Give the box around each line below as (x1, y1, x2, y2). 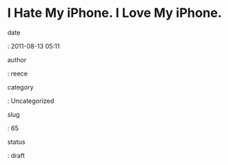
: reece (7, 69, 28, 78)
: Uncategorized (7, 97, 55, 105)
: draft (7, 151, 25, 159)
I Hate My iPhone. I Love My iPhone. (7, 5, 222, 21)
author (7, 55, 27, 64)
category (7, 82, 34, 91)
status (7, 137, 26, 146)
